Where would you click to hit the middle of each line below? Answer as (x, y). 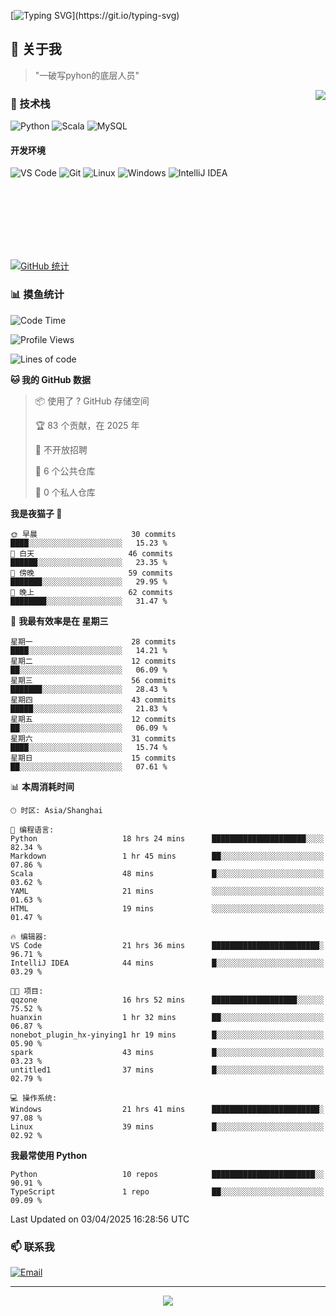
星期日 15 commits (93, 758)
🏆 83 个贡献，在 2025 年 (87, 425)
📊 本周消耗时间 (42, 786)
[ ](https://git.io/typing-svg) (95, 15)
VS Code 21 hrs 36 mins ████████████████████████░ (167, 945)
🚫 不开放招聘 (61, 449)
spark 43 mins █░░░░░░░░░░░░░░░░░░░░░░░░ (167, 1052)
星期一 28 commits (93, 641)
